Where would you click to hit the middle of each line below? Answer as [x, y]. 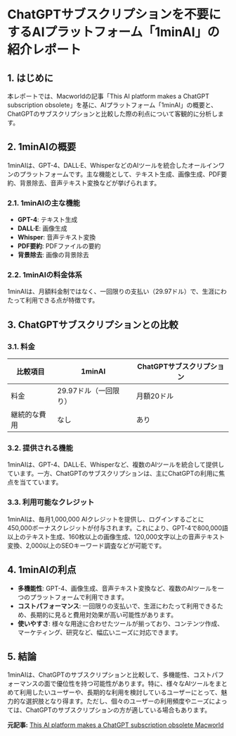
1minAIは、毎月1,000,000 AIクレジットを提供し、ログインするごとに [106, 519]
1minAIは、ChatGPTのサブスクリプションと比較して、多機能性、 [100, 675]
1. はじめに [31, 78]
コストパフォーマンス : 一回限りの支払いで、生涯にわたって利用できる [117, 606]
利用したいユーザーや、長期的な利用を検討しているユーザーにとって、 [120, 692]
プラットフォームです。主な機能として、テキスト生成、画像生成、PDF [120, 174]
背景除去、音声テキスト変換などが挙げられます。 [90, 183]
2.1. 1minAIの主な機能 [44, 203]
